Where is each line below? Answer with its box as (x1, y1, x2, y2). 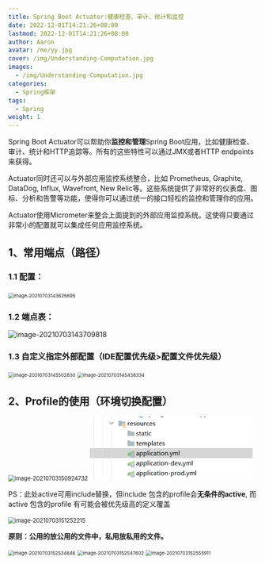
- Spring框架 (15, 88, 56, 96)
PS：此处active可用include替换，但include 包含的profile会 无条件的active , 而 (8, 489, 257, 499)
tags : (8, 96, 26, 105)
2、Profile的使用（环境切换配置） (8, 394, 173, 408)
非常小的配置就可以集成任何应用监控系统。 (8, 221, 147, 230)
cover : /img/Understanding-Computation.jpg (8, 55, 154, 63)
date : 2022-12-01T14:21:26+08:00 (8, 21, 119, 29)
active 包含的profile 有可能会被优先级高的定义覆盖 (8, 500, 171, 509)
